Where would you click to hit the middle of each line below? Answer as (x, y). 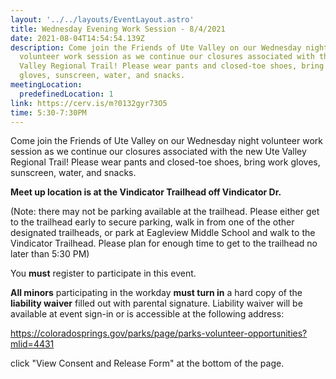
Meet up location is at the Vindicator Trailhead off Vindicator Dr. (146, 192)
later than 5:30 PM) (50, 254)
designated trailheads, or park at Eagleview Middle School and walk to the (163, 233)
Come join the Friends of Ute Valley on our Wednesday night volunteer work (166, 141)
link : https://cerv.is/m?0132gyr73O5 (89, 103)
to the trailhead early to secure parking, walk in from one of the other (152, 222)
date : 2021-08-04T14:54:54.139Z (77, 38)
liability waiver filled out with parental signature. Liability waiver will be (156, 303)
